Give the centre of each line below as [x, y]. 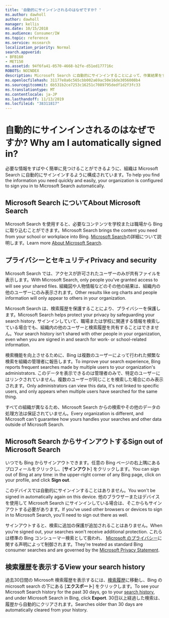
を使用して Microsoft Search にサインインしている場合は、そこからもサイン [83, 503]
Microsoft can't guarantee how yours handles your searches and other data [83, 419]
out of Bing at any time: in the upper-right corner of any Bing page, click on [83, 474]
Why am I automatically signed [96, 143]
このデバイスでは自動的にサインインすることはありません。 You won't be [80, 490]
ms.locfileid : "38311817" [32, 104]
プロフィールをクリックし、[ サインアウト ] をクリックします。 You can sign [82, 469]
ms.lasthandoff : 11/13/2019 [35, 99]
